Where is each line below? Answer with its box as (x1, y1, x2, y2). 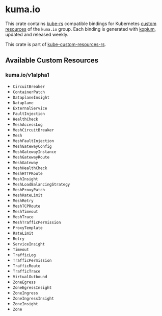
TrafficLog (12, 252, 36, 258)
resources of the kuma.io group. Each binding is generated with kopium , (5, 26, 156, 32)
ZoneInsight (12, 301, 38, 306)
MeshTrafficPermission (12, 220, 61, 225)
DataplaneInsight (12, 95, 50, 100)
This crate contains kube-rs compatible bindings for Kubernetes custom (5, 20, 157, 27)
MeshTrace (12, 214, 34, 219)
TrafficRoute (12, 263, 41, 268)
